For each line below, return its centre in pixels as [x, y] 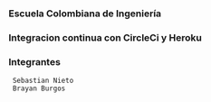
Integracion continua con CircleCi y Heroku [105, 37]
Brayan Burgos [39, 88]
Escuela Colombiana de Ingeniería [85, 14]
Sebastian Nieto [43, 81]
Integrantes [34, 61]
